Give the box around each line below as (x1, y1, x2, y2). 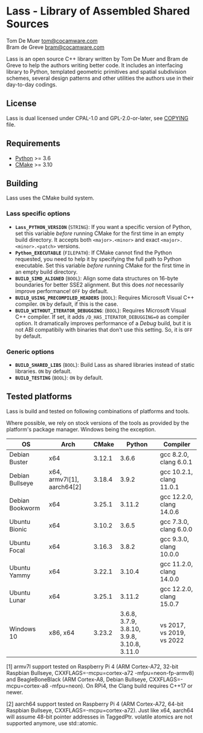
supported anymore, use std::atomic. (6, 719, 98, 726)
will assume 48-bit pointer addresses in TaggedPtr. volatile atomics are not (6, 713, 193, 720)
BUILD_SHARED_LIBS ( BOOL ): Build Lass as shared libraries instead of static (14, 361, 195, 368)
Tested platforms (6, 392, 72, 402)
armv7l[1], (48, 475, 80, 483)
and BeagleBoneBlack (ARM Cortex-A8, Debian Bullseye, (6, 676, 148, 683)
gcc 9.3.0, (159, 535, 189, 543)
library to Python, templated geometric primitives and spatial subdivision (6, 68, 187, 75)
